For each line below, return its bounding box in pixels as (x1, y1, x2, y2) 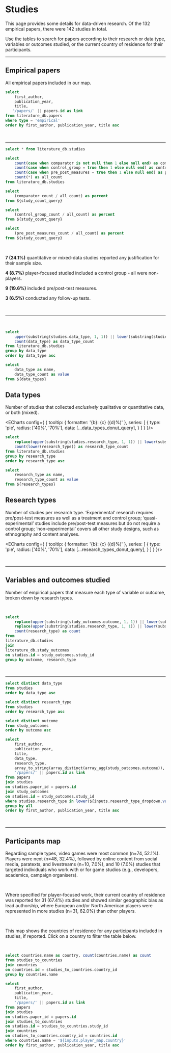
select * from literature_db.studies (5, 146, 85, 151)
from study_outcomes (5, 723, 49, 728)
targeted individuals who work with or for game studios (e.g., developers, (5, 866, 159, 873)
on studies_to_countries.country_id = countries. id (5, 1033, 117, 1038)
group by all (5, 803, 33, 808)
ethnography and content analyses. (5, 531, 80, 537)
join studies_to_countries (5, 1019, 63, 1024)
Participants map (5, 837, 61, 846)
